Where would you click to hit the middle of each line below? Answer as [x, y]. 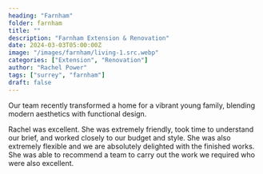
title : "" [25, 30]
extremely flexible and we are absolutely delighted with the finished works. [131, 146]
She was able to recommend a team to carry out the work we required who [132, 154]
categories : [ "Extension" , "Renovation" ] [78, 61]
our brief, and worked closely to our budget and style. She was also [120, 137]
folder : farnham [35, 23]
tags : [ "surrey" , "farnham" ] [57, 75]
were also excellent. [41, 163]
